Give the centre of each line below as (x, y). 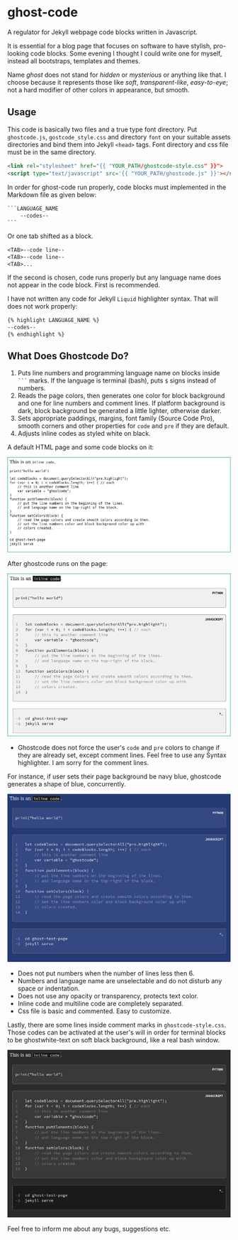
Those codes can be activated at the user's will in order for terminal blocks (117, 1032)
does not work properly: (42, 306)
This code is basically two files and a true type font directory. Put (102, 129)
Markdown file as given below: (52, 194)
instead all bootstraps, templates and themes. (74, 60)
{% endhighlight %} (36, 334)
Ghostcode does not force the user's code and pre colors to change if (119, 747)
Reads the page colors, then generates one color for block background (121, 396)
